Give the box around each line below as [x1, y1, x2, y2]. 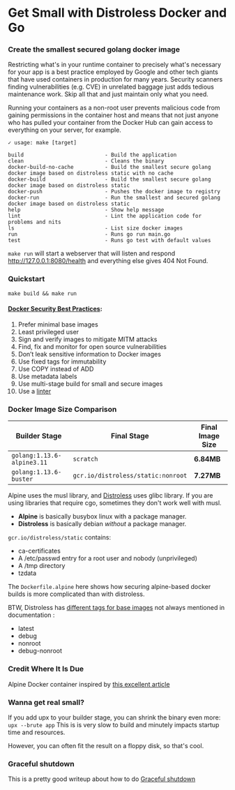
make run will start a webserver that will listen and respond [8, 249, 176, 258]
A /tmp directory [17, 562, 66, 570]
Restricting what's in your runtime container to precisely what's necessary [8, 61, 222, 69]
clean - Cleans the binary [8, 158, 165, 165]
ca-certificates [17, 546, 61, 556]
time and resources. [8, 728, 66, 736]
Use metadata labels [17, 372, 77, 380]
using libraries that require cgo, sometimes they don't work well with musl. [8, 499, 222, 507]
